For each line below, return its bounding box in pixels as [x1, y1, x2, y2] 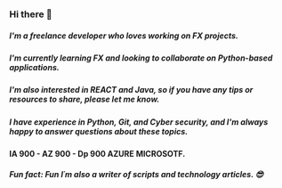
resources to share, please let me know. [9, 94, 160, 105]
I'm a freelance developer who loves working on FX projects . [9, 30, 238, 41]
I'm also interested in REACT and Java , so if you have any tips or [9, 85, 254, 95]
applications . [9, 61, 60, 72]
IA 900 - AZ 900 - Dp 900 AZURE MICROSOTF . [9, 149, 186, 159]
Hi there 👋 [9, 8, 53, 20]
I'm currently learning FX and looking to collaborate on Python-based [9, 53, 273, 63]
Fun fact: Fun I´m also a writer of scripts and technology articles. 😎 [9, 168, 264, 179]
